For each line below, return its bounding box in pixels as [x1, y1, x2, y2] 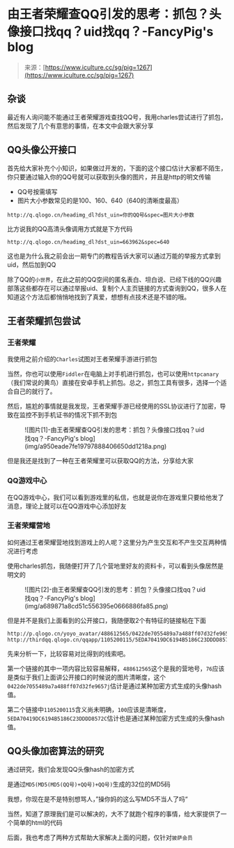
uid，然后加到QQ [7, 260, 56, 269]
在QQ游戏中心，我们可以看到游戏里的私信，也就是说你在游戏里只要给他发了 [7, 493, 224, 502]
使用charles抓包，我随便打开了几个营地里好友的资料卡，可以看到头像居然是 [7, 562, 224, 570]
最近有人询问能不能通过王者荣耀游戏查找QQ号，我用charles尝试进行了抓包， [7, 112, 227, 121]
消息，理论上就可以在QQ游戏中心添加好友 [7, 502, 127, 510]
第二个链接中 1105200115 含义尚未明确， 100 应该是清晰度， [7, 705, 171, 713]
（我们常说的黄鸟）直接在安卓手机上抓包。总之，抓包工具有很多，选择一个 [7, 379, 221, 387]
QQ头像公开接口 [7, 144, 77, 156]
